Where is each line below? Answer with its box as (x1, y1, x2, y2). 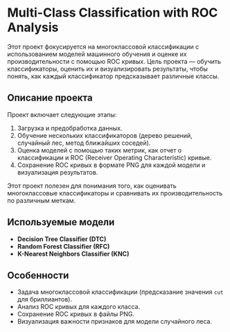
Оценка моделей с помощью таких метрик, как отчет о (17, 146, 182, 154)
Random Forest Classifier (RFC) (17, 242, 110, 250)
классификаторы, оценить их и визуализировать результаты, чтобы (7, 64, 208, 73)
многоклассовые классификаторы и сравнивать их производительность (7, 189, 223, 197)
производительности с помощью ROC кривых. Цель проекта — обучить (7, 57, 222, 65)
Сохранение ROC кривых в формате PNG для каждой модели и (17, 161, 206, 169)
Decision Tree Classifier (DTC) (17, 234, 107, 243)
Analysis (7, 19, 59, 35)
